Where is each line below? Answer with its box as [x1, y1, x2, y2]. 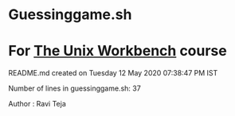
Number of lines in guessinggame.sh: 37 [8, 83, 141, 93]
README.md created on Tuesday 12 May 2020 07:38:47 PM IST [8, 68, 218, 78]
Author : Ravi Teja [8, 99, 66, 109]
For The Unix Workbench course [8, 42, 227, 60]
